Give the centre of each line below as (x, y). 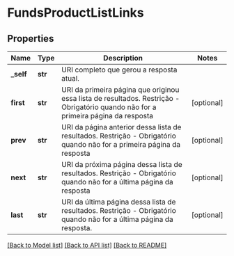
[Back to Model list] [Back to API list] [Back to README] (87, 245)
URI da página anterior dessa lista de (122, 127)
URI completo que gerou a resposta (119, 70)
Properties (31, 39)
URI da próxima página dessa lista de (122, 165)
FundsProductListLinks (76, 13)
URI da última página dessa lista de (119, 202)
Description (123, 58)
